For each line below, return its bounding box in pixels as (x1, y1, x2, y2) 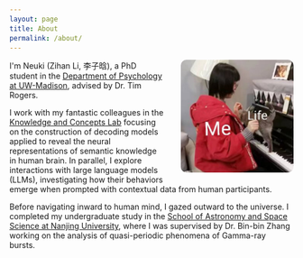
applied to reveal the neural (9, 136, 111, 147)
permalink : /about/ (9, 33, 83, 42)
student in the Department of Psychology (9, 70, 162, 81)
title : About (9, 23, 59, 33)
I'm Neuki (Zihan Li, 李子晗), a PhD (9, 60, 137, 71)
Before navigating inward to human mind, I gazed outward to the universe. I (9, 201, 289, 212)
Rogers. (9, 90, 39, 101)
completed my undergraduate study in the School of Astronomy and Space (9, 211, 289, 222)
